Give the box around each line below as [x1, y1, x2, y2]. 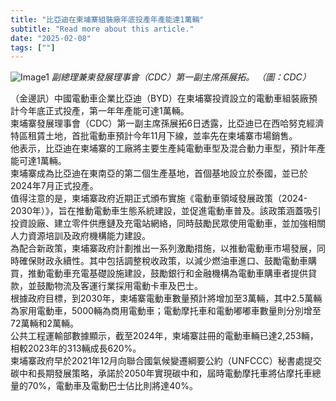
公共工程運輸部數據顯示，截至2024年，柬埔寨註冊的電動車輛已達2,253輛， [10, 330, 319, 342]
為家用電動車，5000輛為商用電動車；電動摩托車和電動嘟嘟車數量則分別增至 [10, 305, 322, 317]
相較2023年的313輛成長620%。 [10, 342, 142, 355]
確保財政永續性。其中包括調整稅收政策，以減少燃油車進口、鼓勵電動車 [18, 255, 308, 267]
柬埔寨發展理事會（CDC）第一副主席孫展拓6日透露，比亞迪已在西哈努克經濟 [10, 117, 325, 130]
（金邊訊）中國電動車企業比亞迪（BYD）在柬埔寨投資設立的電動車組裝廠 [10, 92, 309, 105]
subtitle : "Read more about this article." [10, 24, 195, 34]
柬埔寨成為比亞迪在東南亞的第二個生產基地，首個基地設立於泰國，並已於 [10, 167, 308, 180]
